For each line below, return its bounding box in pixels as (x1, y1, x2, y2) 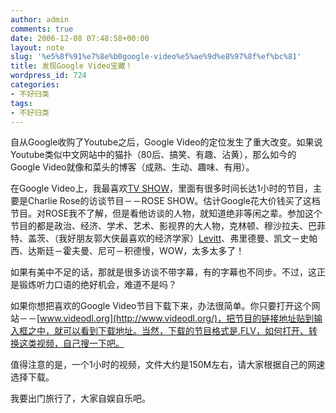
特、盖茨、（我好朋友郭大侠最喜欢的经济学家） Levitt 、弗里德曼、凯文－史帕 (10, 232, 318, 245)
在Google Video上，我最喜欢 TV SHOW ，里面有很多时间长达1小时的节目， (10, 182, 313, 195)
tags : (10, 98, 33, 108)
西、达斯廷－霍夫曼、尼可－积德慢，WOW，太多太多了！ (10, 245, 245, 257)
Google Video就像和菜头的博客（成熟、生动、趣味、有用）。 (10, 161, 255, 173)
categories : (10, 80, 60, 90)
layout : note (10, 42, 65, 53)
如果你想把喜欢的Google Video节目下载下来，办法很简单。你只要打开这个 (10, 300, 312, 312)
